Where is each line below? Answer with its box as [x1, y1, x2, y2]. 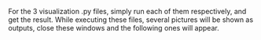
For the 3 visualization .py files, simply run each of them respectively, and [8, 7, 247, 16]
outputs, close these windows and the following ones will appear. [8, 24, 219, 32]
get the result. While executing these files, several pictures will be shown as [8, 15, 254, 24]
